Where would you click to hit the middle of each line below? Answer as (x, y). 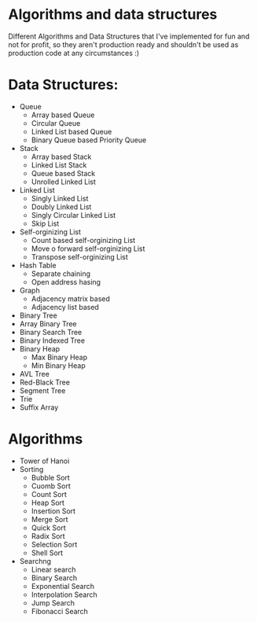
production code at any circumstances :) (74, 53)
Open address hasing (66, 282)
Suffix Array (39, 407)
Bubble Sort (51, 477)
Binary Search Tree (51, 332)
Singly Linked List (60, 198)
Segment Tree (42, 390)
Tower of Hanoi (44, 461)
